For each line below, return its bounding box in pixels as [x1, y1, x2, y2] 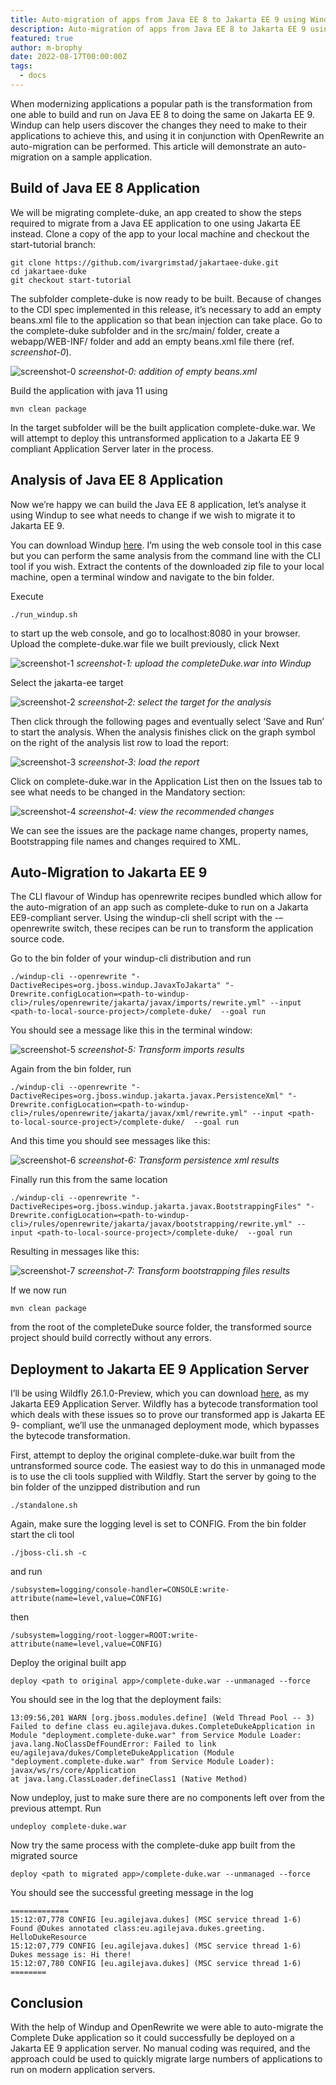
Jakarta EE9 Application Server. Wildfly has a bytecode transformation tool [10, 1398, 318, 1410]
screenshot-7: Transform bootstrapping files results [77, 1265, 291, 1277]
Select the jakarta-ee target [10, 676, 124, 688]
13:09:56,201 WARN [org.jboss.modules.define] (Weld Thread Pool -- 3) [10, 1713, 315, 1723]
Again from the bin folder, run [10, 1063, 132, 1075]
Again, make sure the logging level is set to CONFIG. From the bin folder [10, 1518, 307, 1530]
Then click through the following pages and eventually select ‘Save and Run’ [10, 715, 325, 727]
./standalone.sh [10, 1501, 78, 1511]
